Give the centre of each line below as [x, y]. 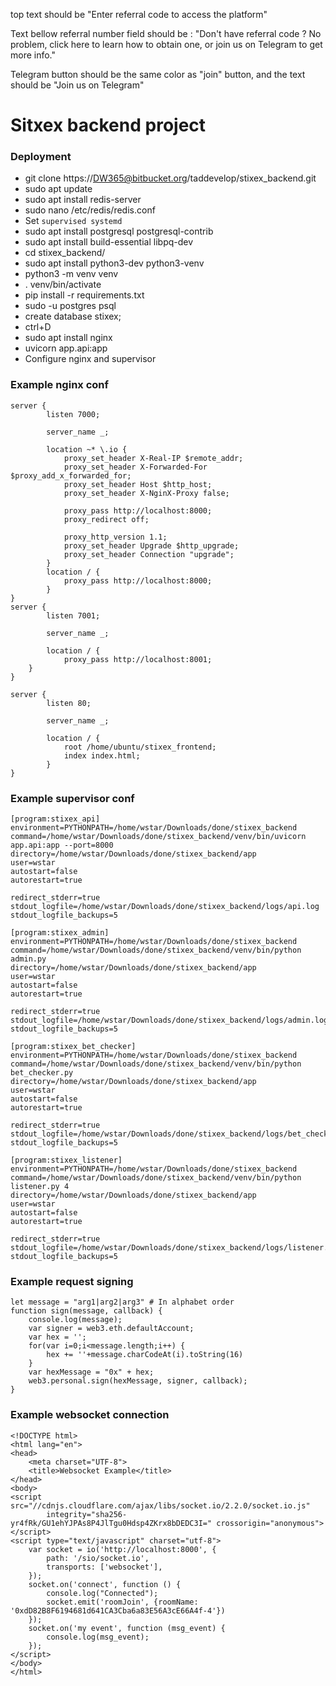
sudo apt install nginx [68, 338]
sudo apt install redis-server [83, 200]
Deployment [41, 157]
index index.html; [102, 755]
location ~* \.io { [87, 449]
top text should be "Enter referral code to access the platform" [139, 14]
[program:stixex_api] [55, 819]
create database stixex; [73, 316]
